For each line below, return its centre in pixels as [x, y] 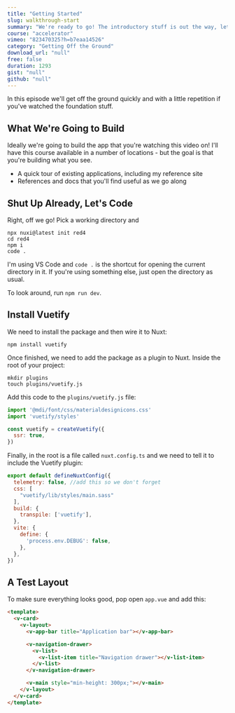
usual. [16, 279]
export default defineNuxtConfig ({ [59, 476]
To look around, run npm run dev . [55, 293]
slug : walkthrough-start [43, 20]
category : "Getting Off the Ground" [60, 46]
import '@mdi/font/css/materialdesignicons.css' [79, 410]
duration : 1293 [29, 66]
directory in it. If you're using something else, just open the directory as [110, 272]
